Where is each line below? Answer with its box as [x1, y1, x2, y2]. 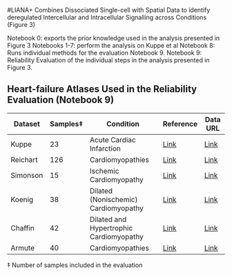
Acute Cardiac [89, 135, 136, 145]
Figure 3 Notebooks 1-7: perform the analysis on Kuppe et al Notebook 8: [7, 42, 215, 49]
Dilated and [89, 214, 127, 224]
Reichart [10, 155, 38, 165]
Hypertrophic [89, 223, 133, 232]
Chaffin [10, 223, 35, 232]
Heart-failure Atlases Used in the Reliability [7, 83, 197, 95]
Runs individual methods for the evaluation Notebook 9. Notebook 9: [7, 48, 202, 57]
